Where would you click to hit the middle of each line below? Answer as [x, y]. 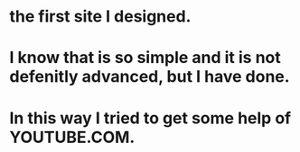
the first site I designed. [100, 17]
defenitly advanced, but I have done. [150, 77]
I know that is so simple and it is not [145, 58]
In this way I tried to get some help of [150, 118]
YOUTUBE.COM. [72, 137]
